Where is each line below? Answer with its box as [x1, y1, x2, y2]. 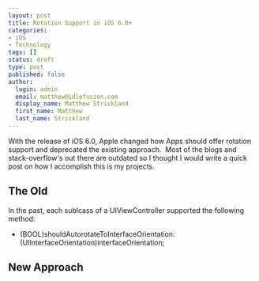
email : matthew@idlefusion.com [15, 93, 118, 101]
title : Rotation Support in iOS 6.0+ [8, 19, 133, 27]
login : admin [15, 85, 58, 93]
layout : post [8, 11, 51, 20]
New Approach [8, 260, 84, 274]
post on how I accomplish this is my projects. [8, 161, 156, 171]
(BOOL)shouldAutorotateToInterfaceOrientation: [19, 229, 175, 238]
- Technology [8, 41, 51, 49]
